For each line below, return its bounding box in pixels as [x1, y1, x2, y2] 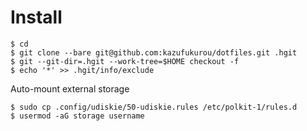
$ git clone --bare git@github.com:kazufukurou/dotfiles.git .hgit [10, 47, 298, 58]
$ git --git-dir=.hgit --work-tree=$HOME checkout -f [10, 56, 240, 66]
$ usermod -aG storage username [10, 111, 145, 121]
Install [10, 6, 63, 29]
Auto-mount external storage [10, 82, 130, 95]
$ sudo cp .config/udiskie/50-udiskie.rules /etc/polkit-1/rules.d [10, 102, 298, 112]
